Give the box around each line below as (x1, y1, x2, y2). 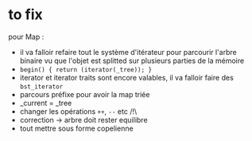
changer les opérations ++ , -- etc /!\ (19, 106, 138, 116)
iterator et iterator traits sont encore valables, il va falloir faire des (19, 72, 235, 82)
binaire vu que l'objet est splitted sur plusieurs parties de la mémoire (19, 56, 245, 65)
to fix (8, 6, 43, 24)
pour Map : (8, 32, 45, 41)
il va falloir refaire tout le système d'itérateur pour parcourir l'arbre (19, 47, 237, 57)
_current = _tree (19, 98, 72, 108)
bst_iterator (19, 82, 64, 91)
